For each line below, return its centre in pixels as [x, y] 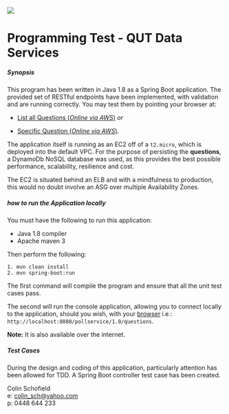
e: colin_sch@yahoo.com [43, 396]
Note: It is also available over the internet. [66, 335]
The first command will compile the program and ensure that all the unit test [115, 286]
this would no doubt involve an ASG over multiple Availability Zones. [103, 187]
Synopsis [21, 72]
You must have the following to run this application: [80, 220]
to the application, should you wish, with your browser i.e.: [90, 314]
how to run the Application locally [57, 203]
